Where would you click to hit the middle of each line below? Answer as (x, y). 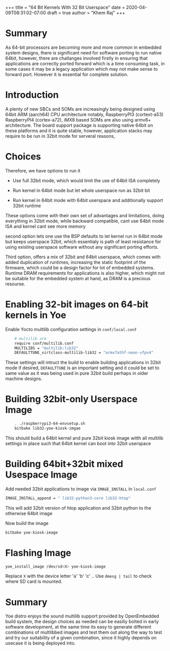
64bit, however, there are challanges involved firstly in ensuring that (77, 58)
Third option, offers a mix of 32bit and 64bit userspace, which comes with (83, 257)
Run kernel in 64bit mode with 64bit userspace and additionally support (88, 200)
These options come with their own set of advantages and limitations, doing (85, 215)
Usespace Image (41, 475)
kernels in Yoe (36, 315)
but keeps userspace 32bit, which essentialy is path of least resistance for (83, 242)
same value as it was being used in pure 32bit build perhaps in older (77, 373)
